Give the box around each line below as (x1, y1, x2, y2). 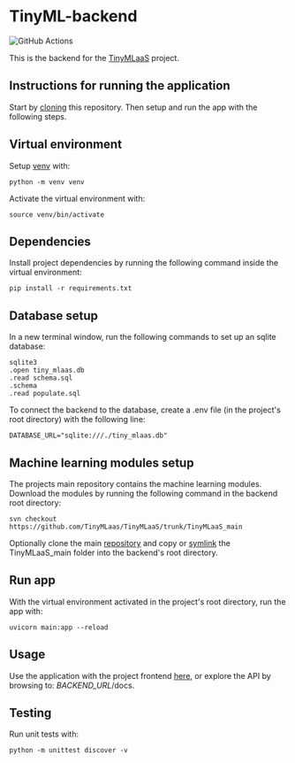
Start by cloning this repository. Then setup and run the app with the (9, 102, 258, 112)
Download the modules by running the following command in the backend (9, 489, 278, 498)
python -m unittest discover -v (9, 746, 128, 755)
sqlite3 (9, 358, 38, 367)
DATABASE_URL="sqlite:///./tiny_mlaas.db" (9, 431, 168, 440)
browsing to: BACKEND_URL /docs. (9, 680, 135, 690)
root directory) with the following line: (9, 414, 146, 425)
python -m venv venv (9, 177, 86, 187)
